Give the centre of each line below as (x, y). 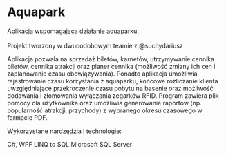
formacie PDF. (28, 117)
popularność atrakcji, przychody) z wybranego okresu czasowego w (105, 110)
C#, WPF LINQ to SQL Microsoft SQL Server (70, 144)
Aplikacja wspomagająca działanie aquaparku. (73, 31)
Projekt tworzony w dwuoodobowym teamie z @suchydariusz (95, 45)
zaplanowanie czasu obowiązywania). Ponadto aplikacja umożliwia (103, 74)
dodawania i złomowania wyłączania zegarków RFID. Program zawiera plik (113, 95)
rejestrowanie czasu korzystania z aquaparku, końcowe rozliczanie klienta (113, 81)
